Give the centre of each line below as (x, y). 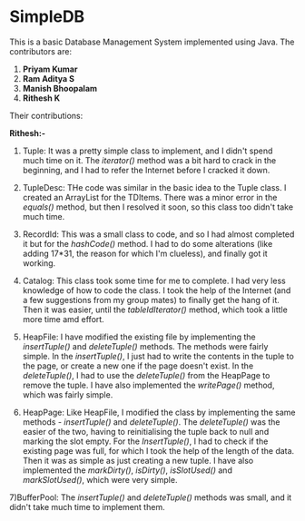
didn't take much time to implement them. (87, 506)
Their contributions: (46, 115)
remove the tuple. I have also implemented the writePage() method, (148, 385)
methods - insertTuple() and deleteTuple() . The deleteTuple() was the (151, 422)
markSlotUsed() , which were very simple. (100, 479)
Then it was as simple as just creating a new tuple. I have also (138, 460)
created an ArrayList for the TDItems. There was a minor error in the (150, 197)
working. (39, 263)
